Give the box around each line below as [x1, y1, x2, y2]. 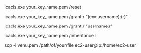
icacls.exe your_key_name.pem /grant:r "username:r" [4, 23, 113, 29]
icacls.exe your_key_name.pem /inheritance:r [4, 33, 97, 38]
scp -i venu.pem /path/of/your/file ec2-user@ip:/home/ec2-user [4, 42, 137, 48]
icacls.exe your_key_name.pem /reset [4, 4, 81, 10]
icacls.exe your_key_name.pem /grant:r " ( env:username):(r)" [4, 14, 128, 19]
